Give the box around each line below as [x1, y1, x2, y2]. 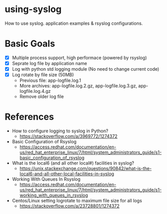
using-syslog [5, 4, 62, 15]
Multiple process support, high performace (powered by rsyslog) [12, 55, 147, 61]
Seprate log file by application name [12, 60, 87, 66]
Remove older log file [19, 93, 64, 99]
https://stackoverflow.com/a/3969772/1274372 [19, 133, 118, 139]
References [5, 111, 54, 123]
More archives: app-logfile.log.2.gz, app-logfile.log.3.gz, [19, 83, 137, 89]
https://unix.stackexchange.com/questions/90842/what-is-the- [19, 166, 152, 172]
